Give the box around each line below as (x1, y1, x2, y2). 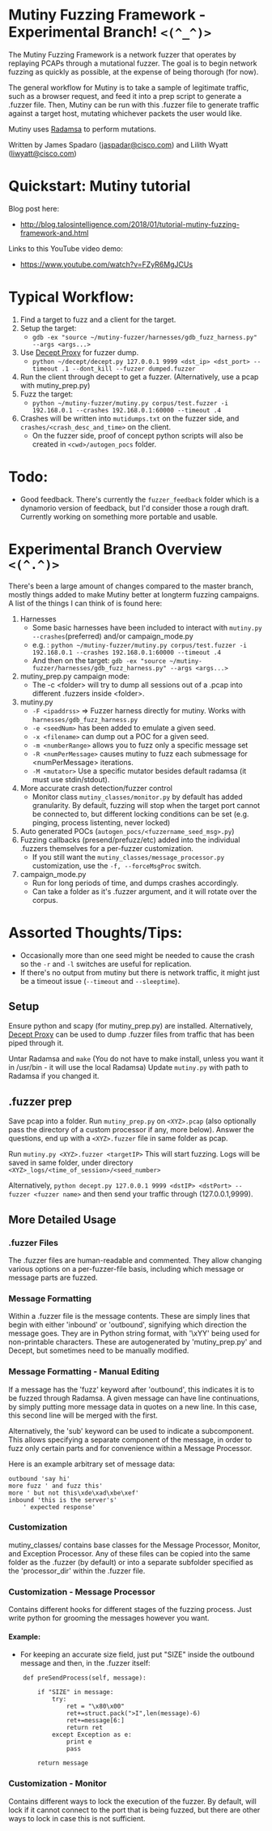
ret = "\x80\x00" (66, 1702, 125, 1711)
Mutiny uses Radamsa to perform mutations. (8, 124, 156, 134)
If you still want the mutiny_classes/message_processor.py (32, 852, 225, 862)
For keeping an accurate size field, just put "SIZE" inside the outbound (19, 1649, 255, 1659)
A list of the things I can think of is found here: (8, 598, 163, 608)
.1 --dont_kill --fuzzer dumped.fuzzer (61, 365, 196, 373)
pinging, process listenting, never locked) (32, 817, 171, 828)
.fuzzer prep (8, 1094, 73, 1108)
